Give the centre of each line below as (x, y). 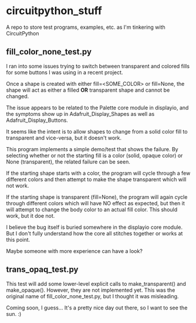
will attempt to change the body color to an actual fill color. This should (92, 209)
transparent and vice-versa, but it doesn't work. (64, 138)
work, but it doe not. (31, 215)
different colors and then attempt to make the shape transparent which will (96, 179)
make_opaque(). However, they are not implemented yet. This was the (91, 290)
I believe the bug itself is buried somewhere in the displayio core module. (94, 227)
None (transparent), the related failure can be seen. (68, 161)
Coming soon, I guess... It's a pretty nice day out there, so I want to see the (97, 308)
